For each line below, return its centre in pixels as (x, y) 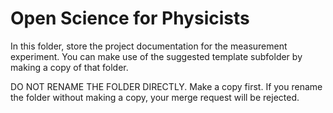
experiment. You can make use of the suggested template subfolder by (156, 56)
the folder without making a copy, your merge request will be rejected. (155, 97)
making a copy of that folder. (69, 67)
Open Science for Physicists (130, 18)
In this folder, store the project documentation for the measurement (149, 46)
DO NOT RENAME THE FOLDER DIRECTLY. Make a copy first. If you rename (166, 86)
